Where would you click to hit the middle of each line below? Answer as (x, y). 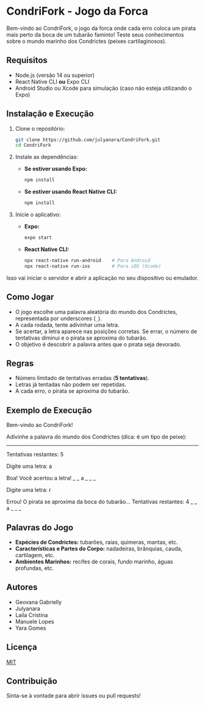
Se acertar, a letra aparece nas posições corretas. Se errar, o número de (106, 331)
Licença (22, 647)
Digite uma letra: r (29, 490)
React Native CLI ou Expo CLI (52, 81)
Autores (22, 587)
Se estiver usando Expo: (56, 169)
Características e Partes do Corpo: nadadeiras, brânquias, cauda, (99, 549)
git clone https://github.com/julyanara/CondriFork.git (88, 140)
